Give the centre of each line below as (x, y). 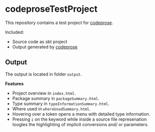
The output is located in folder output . (44, 74)
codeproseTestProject (51, 9)
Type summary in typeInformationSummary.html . (61, 104)
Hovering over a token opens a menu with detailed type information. (81, 114)
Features (14, 83)
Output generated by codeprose (45, 47)
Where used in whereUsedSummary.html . (51, 108)
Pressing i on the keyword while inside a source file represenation (79, 119)
